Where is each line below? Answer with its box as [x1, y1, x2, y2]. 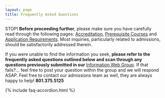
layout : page [5, 7, 32, 12]
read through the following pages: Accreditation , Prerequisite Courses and [5, 31, 157, 37]
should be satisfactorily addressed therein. [5, 41, 93, 47]
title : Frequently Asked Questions [5, 12, 79, 17]
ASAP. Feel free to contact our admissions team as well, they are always [5, 72, 153, 78]
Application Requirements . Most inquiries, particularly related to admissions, [5, 36, 161, 42]
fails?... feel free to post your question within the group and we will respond [5, 67, 160, 73]
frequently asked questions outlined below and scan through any [5, 56, 142, 62]
